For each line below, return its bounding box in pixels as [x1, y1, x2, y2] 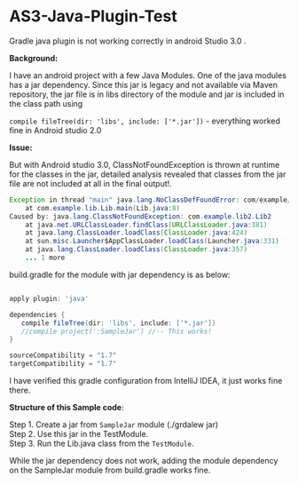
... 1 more [25, 253, 66, 263]
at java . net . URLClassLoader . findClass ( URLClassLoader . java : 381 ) [25, 220, 268, 229]
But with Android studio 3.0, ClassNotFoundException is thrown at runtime [9, 159, 280, 170]
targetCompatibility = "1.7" [9, 360, 117, 369]
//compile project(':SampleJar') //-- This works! [20, 327, 213, 336]
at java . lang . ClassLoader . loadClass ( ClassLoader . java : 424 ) [25, 228, 248, 237]
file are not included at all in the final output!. [9, 178, 173, 188]
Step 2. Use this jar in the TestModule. [9, 429, 149, 440]
